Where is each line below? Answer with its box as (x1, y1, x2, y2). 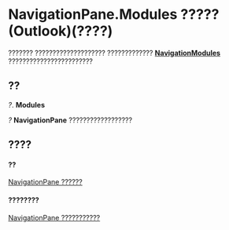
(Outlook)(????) (8, 22, 113, 40)
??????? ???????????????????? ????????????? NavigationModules (8, 48, 221, 57)
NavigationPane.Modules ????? (8, 5, 220, 24)
